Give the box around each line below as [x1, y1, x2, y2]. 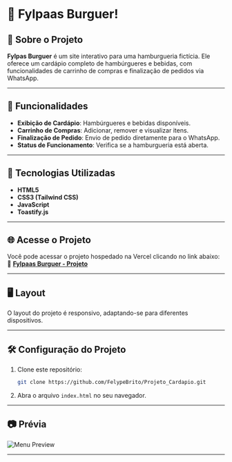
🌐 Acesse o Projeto [7, 234, 91, 246]
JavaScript [17, 200, 50, 209]
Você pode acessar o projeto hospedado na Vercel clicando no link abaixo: [7, 252, 220, 261]
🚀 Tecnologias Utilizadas [7, 167, 115, 179]
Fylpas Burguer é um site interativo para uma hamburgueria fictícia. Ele [7, 52, 211, 60]
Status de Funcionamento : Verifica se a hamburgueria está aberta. [17, 141, 209, 149]
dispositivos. [7, 316, 43, 325]
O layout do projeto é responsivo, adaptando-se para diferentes [7, 309, 188, 317]
